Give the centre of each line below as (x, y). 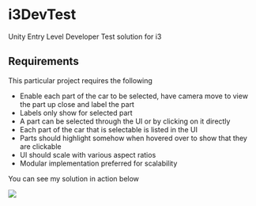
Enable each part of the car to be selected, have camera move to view (134, 96)
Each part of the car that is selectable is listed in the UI (108, 129)
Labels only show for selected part (76, 113)
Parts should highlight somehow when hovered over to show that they (133, 138)
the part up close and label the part (77, 104)
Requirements (43, 61)
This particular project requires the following (80, 80)
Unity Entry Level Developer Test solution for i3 (85, 36)
